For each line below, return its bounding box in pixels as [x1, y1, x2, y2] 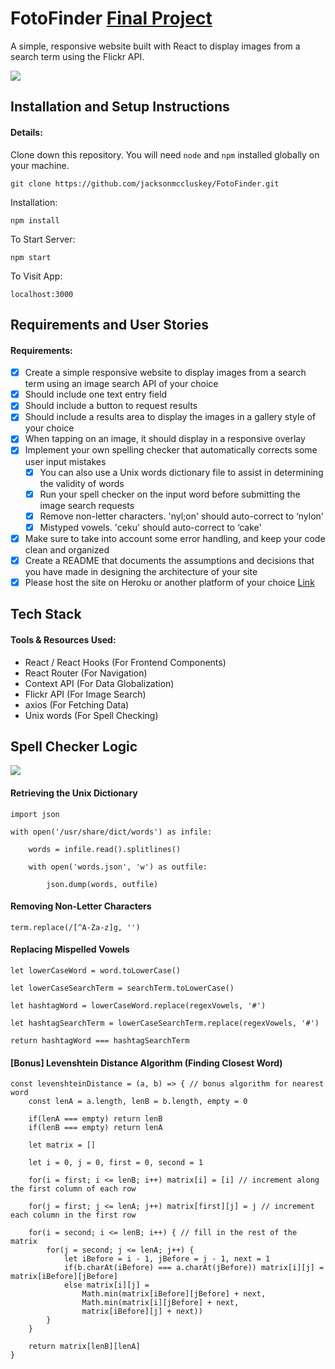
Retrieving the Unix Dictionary [10, 787, 138, 799]
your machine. [10, 159, 70, 171]
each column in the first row [10, 1210, 137, 1221]
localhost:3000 [10, 289, 74, 299]
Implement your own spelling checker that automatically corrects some [24, 444, 318, 456]
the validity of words [39, 477, 125, 489]
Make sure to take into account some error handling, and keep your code [24, 532, 326, 544]
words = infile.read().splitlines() [28, 844, 182, 854]
